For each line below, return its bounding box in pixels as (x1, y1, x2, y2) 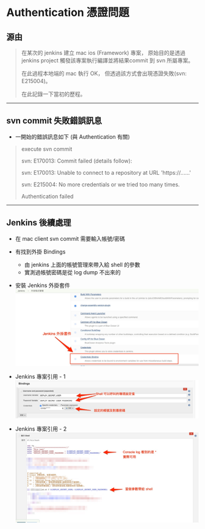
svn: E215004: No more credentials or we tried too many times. (21, 181, 180, 188)
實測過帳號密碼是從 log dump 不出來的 (24, 268, 121, 275)
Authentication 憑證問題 (6, 5, 130, 20)
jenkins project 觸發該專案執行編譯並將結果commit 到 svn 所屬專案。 (21, 57, 194, 64)
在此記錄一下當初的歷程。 (21, 90, 86, 98)
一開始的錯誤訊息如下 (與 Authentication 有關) (15, 133, 130, 140)
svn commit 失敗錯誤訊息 (6, 115, 103, 126)
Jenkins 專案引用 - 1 (15, 373, 66, 380)
